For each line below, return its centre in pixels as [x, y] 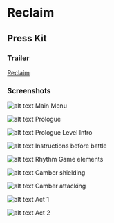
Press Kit [27, 38]
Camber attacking [60, 186]
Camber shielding [60, 173]
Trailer [18, 58]
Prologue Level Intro [64, 133]
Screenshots [29, 90]
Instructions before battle [71, 146]
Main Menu [51, 106]
